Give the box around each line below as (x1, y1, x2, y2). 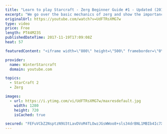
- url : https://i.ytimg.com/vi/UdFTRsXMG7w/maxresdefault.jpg (9, 98, 141, 103)
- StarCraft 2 (9, 80, 39, 85)
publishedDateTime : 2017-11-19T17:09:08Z (5, 35, 92, 40)
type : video (5, 21, 30, 26)
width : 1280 (14, 103, 39, 108)
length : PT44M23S (5, 30, 41, 35)
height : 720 (14, 108, 39, 113)
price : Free (5, 26, 30, 31)
